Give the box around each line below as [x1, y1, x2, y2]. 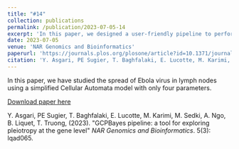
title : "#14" [7, 10, 46, 18]
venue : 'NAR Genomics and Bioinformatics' [7, 43, 135, 50]
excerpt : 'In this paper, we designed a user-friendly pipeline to [7, 30, 212, 38]
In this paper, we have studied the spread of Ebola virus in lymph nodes [7, 76, 217, 84]
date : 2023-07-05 [7, 37, 59, 44]
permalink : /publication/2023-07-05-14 [7, 23, 126, 31]
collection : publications [7, 17, 84, 24]
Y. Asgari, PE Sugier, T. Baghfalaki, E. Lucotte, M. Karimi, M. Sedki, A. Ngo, [7, 111, 226, 119]
